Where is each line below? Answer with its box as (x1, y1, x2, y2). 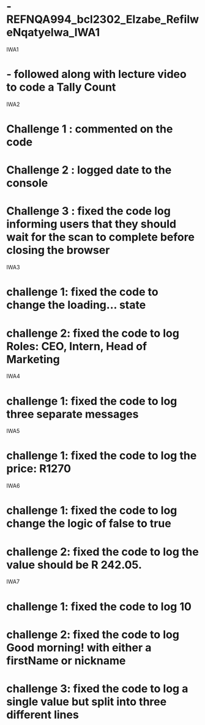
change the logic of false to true (6, 516, 171, 531)
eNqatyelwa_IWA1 (6, 26, 100, 39)
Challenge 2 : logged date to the (6, 163, 172, 177)
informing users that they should (6, 217, 177, 231)
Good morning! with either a (6, 640, 152, 654)
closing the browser (6, 244, 110, 257)
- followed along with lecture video (6, 67, 187, 82)
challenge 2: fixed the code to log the (6, 545, 199, 559)
